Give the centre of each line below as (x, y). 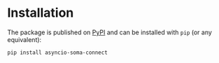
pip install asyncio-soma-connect (58, 52)
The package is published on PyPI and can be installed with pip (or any (109, 32)
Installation (41, 13)
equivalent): (24, 39)
